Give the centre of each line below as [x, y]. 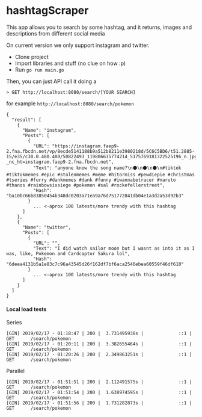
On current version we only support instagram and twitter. [78, 45]
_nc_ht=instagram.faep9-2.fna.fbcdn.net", [60, 162]
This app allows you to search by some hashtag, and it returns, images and [99, 27]
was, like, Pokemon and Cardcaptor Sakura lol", [68, 253]
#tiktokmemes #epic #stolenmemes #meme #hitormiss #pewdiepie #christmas [101, 175]
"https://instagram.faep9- [86, 146]
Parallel [16, 371]
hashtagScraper [47, 11]
